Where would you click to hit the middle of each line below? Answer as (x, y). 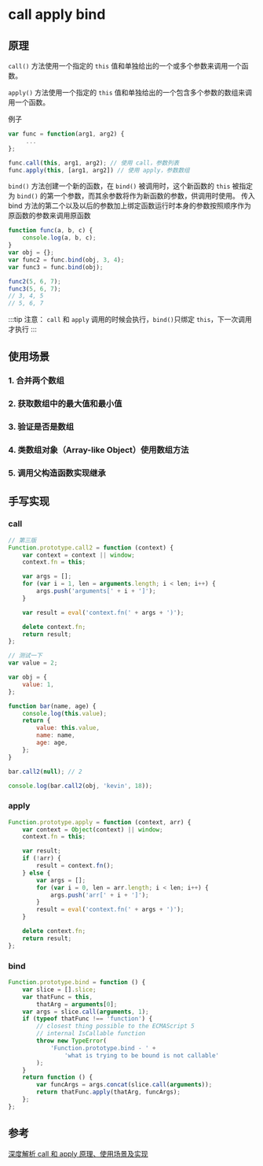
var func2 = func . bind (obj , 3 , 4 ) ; (66, 260)
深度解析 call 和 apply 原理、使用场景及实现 (78, 1153)
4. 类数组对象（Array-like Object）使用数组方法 (99, 450)
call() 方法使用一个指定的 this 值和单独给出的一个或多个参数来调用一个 (125, 66)
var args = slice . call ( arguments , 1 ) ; (86, 1012)
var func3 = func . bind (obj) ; (56, 267)
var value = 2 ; (33, 663)
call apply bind (57, 15)
